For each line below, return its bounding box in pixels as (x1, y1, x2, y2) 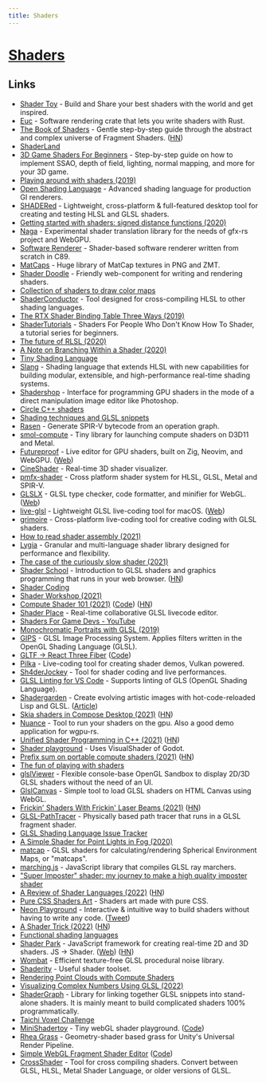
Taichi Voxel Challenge (19, 1014, 95, 1024)
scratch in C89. (19, 251, 70, 261)
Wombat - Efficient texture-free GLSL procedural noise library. (19, 955, 225, 965)
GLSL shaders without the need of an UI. (19, 777, 154, 787)
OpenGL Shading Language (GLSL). (19, 642, 138, 651)
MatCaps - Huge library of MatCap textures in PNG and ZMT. (19, 260, 221, 270)
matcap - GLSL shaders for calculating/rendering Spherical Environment (19, 845, 257, 855)
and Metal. (19, 438, 56, 448)
